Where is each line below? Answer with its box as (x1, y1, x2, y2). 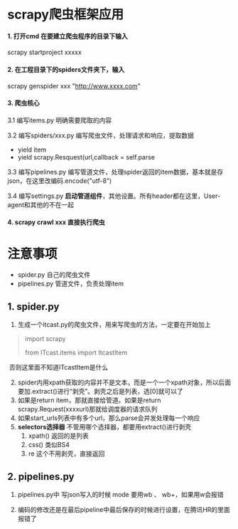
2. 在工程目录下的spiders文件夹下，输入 (7, 65, 125, 73)
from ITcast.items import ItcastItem (24, 348, 128, 357)
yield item (17, 145, 47, 154)
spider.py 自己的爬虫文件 (17, 271, 91, 279)
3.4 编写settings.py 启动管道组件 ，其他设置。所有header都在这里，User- (7, 192, 221, 200)
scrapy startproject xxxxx (7, 48, 82, 57)
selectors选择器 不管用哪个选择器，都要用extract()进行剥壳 (17, 423, 192, 431)
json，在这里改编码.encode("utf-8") (7, 176, 112, 185)
